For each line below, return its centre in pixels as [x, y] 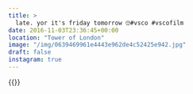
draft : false [30, 52]
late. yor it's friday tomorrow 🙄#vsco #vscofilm [100, 23]
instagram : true [35, 60]
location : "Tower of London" [56, 38]
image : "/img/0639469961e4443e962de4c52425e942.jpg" [97, 45]
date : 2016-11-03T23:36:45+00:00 [64, 30]
